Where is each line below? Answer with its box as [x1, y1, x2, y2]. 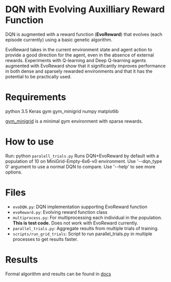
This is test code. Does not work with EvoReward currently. [12, 220, 139, 226]
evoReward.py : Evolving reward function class [12, 209, 108, 215]
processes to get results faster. [12, 236, 78, 242]
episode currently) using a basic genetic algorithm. [5, 37, 112, 43]
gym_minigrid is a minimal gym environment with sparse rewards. [5, 118, 143, 124]
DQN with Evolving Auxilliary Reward [5, 4, 165, 15]
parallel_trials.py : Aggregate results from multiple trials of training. [12, 225, 159, 231]
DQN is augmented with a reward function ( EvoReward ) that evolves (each [5, 31, 162, 37]
